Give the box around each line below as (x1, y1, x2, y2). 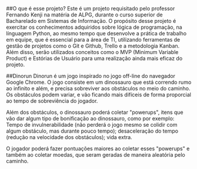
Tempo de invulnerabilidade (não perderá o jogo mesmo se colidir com (6, 121, 178, 128)
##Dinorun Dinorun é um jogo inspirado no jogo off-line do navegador (6, 73, 175, 79)
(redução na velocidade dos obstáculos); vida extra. (6, 134, 132, 140)
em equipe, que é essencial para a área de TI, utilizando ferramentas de (6, 36, 181, 43)
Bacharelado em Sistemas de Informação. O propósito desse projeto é (6, 18, 176, 24)
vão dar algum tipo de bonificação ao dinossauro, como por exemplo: (6, 115, 175, 122)
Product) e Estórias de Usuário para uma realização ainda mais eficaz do (6, 55, 183, 62)
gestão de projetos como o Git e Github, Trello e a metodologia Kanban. (6, 42, 180, 49)
